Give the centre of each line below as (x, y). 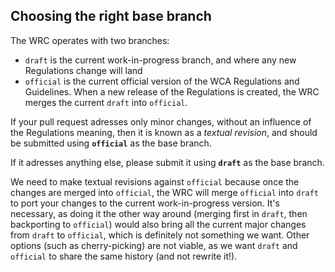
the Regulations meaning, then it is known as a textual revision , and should (164, 132)
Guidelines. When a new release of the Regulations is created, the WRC (172, 91)
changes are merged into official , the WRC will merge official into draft (165, 192)
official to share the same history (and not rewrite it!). (124, 256)
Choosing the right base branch (111, 16)
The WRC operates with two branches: (90, 40)
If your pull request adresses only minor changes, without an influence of (161, 121)
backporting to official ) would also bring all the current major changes (158, 224)
